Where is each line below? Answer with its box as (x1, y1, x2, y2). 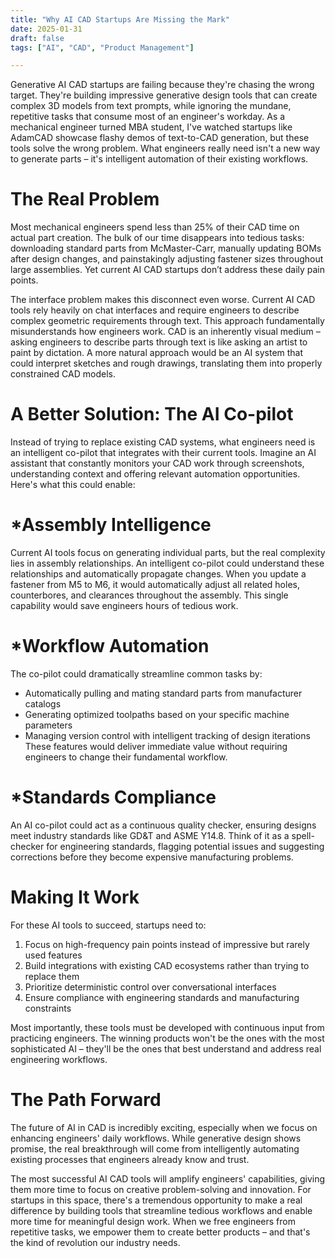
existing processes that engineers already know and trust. (10, 1153, 250, 1165)
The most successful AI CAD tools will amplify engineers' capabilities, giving (10, 1172, 326, 1185)
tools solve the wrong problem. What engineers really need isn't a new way (10, 142, 321, 155)
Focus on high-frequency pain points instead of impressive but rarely (24, 938, 310, 950)
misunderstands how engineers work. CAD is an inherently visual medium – (10, 326, 321, 338)
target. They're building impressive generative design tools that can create (10, 89, 318, 101)
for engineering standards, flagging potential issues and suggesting (46, 840, 325, 852)
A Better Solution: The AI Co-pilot (10, 403, 294, 426)
